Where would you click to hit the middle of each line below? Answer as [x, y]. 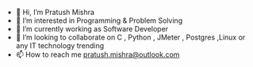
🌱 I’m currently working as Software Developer [92, 29]
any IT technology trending [60, 46]
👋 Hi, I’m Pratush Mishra [55, 12]
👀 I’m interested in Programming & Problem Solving [99, 20]
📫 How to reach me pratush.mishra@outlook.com [98, 54]
